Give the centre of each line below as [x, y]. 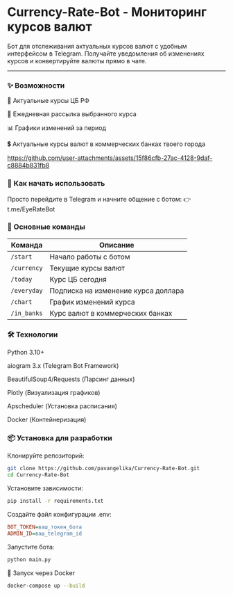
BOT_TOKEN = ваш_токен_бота [44, 527]
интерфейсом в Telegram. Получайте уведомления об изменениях [106, 54]
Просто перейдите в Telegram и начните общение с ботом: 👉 [99, 199]
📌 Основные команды [46, 227]
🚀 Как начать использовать [56, 184]
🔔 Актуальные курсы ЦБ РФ [49, 101]
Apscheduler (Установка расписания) [62, 406]
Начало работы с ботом [90, 257]
